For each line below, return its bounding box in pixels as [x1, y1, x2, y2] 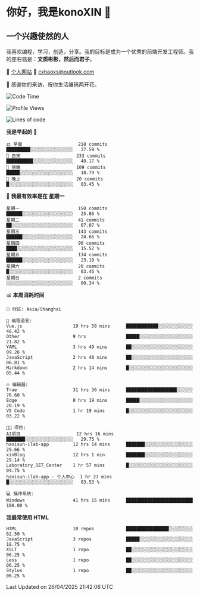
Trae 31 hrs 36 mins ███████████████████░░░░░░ [6, 387, 193, 393]
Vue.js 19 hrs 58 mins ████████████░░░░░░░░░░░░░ [6, 323, 193, 329]
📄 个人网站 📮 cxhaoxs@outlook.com [6, 68, 95, 75]
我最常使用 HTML [6, 514, 49, 521]
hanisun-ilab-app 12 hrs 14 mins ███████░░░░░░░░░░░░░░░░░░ [6, 441, 193, 447]
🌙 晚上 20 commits [6, 176, 104, 182]
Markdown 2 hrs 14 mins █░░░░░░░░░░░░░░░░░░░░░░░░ [6, 365, 193, 371]
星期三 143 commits [6, 229, 108, 235]
